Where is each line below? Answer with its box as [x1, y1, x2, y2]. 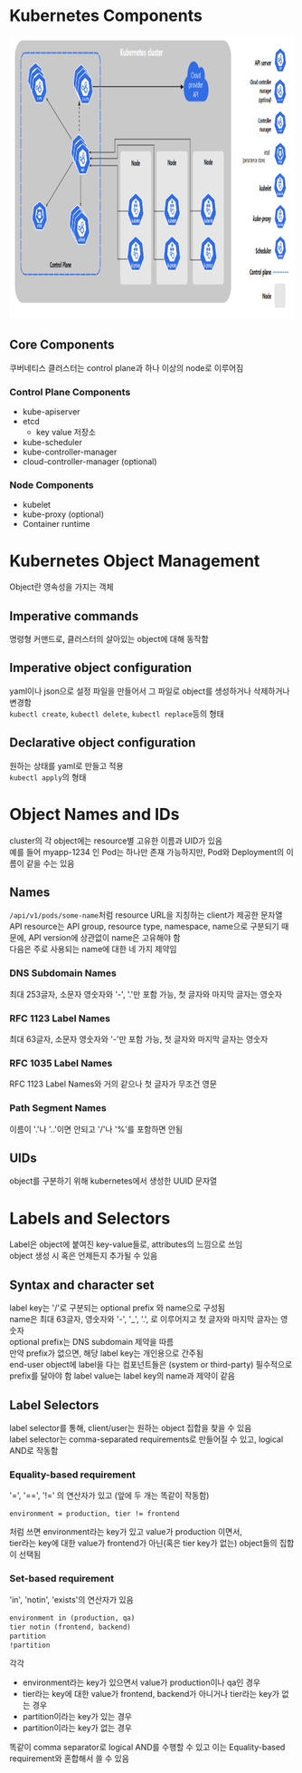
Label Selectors [9, 1398, 99, 1413]
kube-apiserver [22, 406, 80, 417]
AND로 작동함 [9, 1446, 59, 1456]
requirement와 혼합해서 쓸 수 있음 [9, 1752, 129, 1764]
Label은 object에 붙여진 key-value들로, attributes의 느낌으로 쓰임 [9, 1239, 243, 1250]
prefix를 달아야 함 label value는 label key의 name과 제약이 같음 [9, 1370, 235, 1381]
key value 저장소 [35, 427, 97, 438]
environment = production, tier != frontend [9, 1509, 180, 1519]
